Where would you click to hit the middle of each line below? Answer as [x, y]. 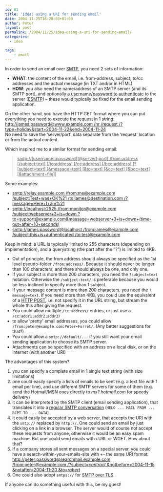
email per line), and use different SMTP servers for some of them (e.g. [82, 386]
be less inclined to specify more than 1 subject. [59, 284]
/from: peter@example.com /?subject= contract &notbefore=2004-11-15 [83, 464]
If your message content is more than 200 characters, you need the [80, 290]
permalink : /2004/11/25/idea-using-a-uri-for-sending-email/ [69, 32]
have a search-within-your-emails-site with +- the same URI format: [80, 454]
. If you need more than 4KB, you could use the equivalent [97, 295]
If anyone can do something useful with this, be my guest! [63, 484]
